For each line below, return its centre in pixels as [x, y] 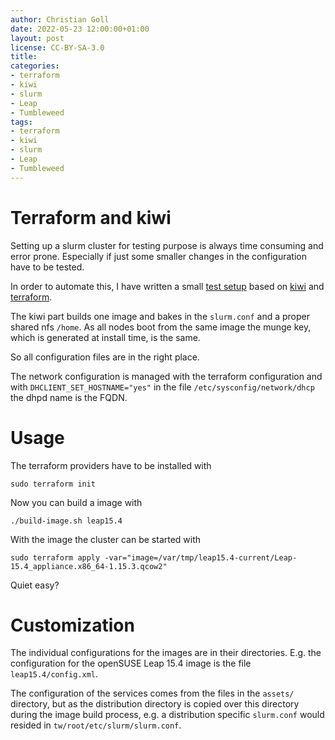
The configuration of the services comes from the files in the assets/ [152, 693]
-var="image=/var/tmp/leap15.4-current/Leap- [201, 557]
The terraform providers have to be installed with [111, 465]
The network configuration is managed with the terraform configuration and [166, 376]
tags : [21, 122]
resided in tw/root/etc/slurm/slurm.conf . [96, 725]
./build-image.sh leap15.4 [66, 521]
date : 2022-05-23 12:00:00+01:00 [80, 29]
